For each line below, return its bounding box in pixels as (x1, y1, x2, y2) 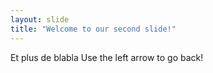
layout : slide (10, 14, 70, 25)
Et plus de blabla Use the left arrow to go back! (10, 51, 204, 63)
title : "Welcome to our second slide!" (10, 24, 177, 34)
